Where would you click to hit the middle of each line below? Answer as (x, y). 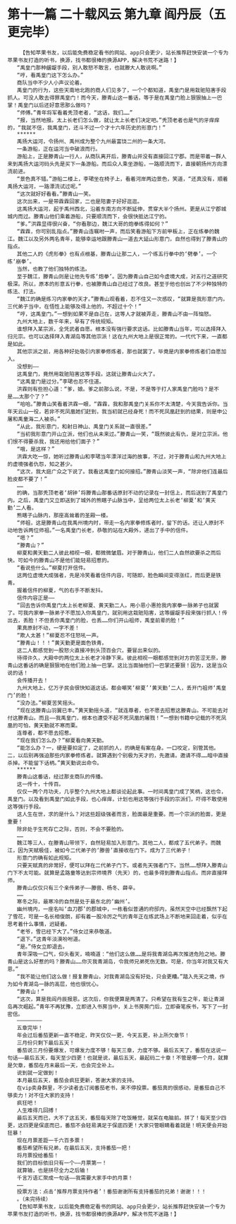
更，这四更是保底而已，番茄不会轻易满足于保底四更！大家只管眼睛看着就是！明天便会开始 (117, 1125)
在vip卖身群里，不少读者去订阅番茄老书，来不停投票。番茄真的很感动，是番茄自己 (118, 1088)
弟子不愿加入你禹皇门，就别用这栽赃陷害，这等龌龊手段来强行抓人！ (138, 613)
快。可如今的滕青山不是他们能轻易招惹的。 (60, 560)
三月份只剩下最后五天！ (46, 1042)
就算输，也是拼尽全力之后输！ (53, 1170)
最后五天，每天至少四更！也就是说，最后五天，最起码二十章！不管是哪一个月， (121, 1058)
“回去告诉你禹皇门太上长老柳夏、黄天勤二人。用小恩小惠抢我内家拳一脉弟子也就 (115, 605)
